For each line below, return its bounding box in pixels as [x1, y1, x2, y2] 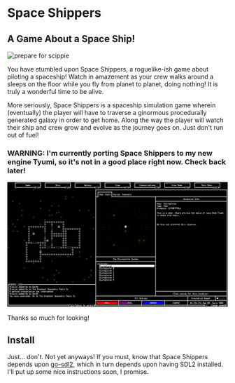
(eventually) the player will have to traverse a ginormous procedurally [7, 109, 207, 116]
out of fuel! [7, 131, 39, 139]
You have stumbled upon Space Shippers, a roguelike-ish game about [7, 65, 209, 73]
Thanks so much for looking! [7, 314, 90, 322]
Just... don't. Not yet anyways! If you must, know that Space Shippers [7, 353, 208, 361]
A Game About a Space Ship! [7, 33, 136, 45]
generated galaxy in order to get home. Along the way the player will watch [7, 116, 224, 124]
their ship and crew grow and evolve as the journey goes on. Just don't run [7, 123, 224, 131]
